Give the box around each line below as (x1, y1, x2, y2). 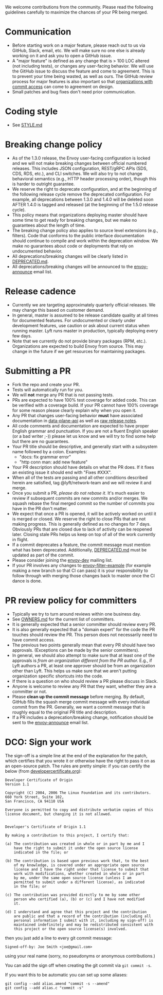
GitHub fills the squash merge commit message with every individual (12, 699, 150, 705)
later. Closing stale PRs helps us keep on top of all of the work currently (12, 531, 156, 537)
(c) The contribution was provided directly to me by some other (5, 892, 140, 897)
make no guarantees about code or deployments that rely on (12, 243, 134, 249)
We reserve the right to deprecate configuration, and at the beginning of (12, 186, 157, 192)
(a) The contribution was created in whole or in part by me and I (5, 841, 145, 846)
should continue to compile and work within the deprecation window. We (12, 238, 158, 244)
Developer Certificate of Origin (5, 778, 73, 782)
